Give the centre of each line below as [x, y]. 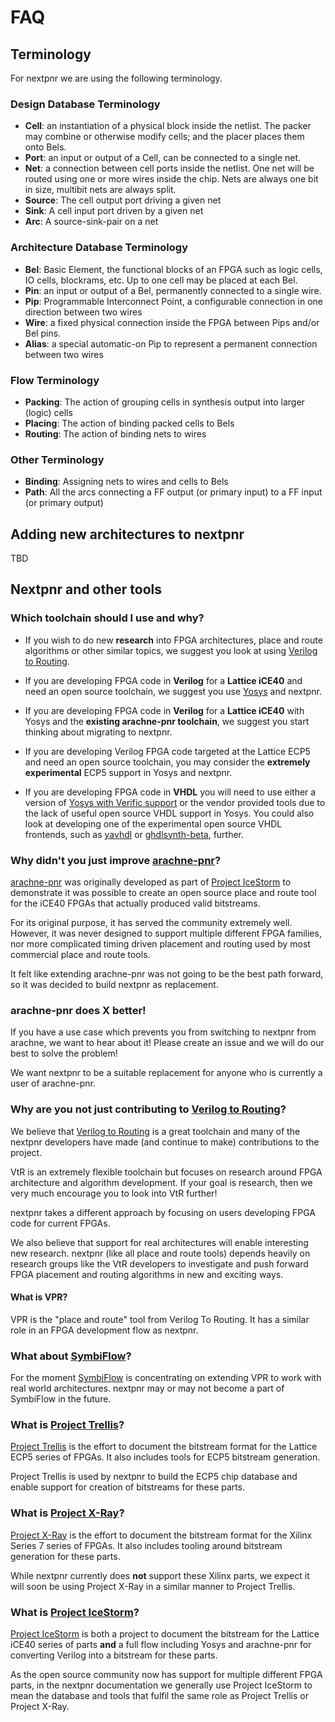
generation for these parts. [65, 1556]
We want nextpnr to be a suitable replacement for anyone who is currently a [166, 1073]
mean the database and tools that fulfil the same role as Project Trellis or [159, 1695]
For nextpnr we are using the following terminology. [116, 78]
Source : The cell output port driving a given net [123, 200]
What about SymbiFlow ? [71, 1356]
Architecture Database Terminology [99, 248]
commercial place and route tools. [80, 954]
